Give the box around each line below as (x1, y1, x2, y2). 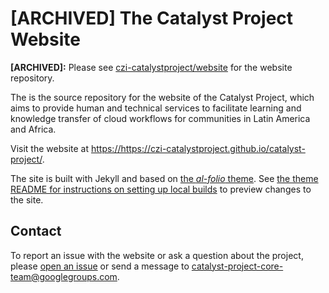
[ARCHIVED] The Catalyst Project (10, 7, 294, 30)
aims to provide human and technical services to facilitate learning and (10, 102, 302, 114)
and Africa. (10, 123, 57, 135)
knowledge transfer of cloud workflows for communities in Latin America (10, 112, 311, 124)
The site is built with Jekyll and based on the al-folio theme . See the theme (10, 172, 319, 184)
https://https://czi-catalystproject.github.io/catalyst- (90, 142, 306, 154)
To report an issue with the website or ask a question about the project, (10, 249, 304, 261)
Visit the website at (10, 142, 90, 154)
